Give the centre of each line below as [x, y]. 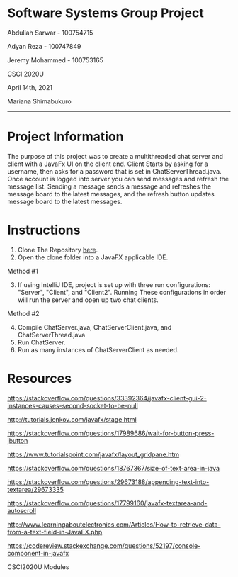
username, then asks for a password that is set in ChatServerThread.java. [114, 171]
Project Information [66, 137]
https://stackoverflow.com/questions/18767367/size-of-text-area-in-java [114, 468]
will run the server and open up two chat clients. [88, 300]
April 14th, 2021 [30, 87]
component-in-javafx [38, 553]
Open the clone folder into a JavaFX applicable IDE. [93, 257]
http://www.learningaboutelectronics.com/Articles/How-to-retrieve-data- [114, 524]
